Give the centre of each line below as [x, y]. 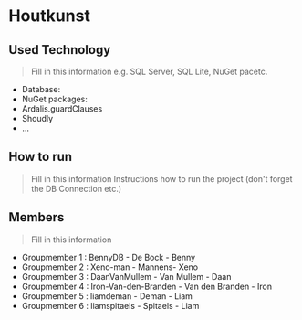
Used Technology [60, 50]
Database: [41, 89]
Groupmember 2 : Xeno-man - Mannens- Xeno [109, 267]
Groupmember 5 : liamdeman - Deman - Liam [107, 296]
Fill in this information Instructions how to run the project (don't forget [161, 178]
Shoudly [37, 118]
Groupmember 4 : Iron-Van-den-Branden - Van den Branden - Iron [147, 286]
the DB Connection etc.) [76, 188]
